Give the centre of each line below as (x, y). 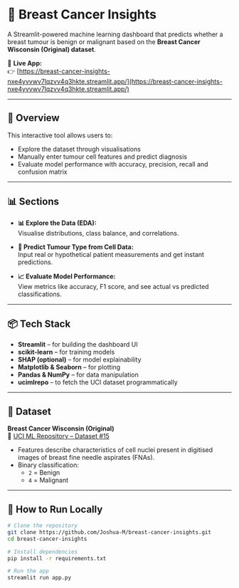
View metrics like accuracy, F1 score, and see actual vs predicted (113, 286)
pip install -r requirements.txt (57, 558)
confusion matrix (42, 172)
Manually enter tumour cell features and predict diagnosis (102, 157)
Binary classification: (48, 465)
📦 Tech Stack (39, 324)
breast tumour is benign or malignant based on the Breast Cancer (104, 41)
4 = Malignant (48, 481)
